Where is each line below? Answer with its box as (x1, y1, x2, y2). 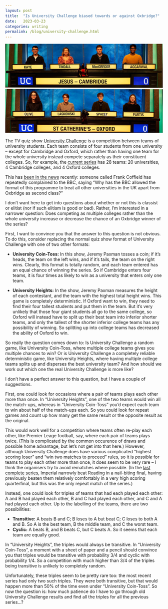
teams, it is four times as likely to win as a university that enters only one (12, 272, 162, 278)
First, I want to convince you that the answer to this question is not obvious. (5, 230, 161, 236)
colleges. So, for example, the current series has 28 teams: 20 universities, (5, 159, 159, 165)
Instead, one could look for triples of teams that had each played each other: (5, 490, 163, 496)
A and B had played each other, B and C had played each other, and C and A (5, 495, 162, 501)
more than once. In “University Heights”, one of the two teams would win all (5, 396, 161, 402)
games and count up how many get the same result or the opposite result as (5, 412, 162, 418)
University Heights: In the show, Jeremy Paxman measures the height (12, 287, 158, 293)
